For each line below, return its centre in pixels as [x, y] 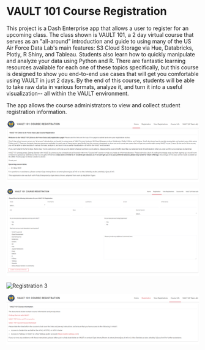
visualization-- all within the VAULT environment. [68, 93]
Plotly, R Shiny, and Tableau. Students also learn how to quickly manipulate [101, 54]
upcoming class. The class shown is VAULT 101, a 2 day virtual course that [100, 34]
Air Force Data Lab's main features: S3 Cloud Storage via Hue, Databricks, [100, 48]
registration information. [37, 112]
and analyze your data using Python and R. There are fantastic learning [96, 61]
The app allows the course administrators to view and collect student [93, 105]
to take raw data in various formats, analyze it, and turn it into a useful [94, 86]
